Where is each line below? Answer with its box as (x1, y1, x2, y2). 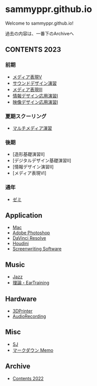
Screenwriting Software (12, 246, 62, 252)
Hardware (5, 295, 37, 303)
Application (5, 211, 43, 220)
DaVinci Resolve (12, 235, 46, 241)
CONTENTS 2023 (5, 45, 61, 54)
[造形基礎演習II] (12, 151, 45, 157)
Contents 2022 (12, 375, 44, 381)
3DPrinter (12, 308, 33, 314)
